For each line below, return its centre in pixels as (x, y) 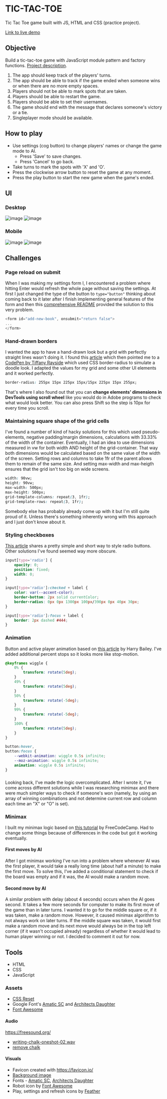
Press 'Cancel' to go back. (47, 161)
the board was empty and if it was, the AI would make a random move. (78, 877)
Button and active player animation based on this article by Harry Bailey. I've (83, 649)
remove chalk (26, 1047)
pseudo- (151, 432)
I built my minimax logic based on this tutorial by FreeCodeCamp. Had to (80, 828)
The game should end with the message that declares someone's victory (87, 107)
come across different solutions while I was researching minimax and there (82, 787)
